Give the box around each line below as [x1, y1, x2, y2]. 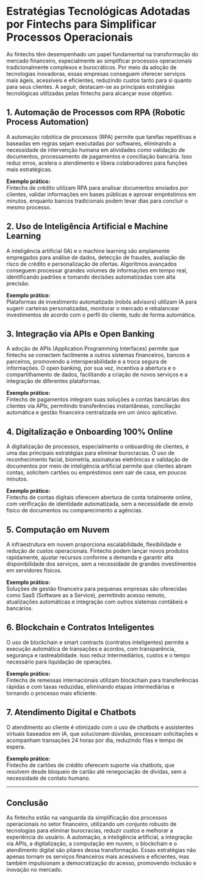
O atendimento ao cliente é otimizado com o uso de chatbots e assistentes [6, 724, 194, 731]
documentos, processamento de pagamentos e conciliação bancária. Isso [6, 152, 192, 160]
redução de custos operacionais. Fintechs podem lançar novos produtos [6, 547, 189, 555]
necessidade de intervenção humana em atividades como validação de [6, 146, 185, 154]
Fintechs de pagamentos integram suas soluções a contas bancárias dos [6, 396, 190, 403]
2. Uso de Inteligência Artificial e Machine [6, 222, 168, 232]
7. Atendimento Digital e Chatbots [6, 707, 137, 717]
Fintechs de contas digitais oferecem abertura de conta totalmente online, [6, 494, 193, 501]
